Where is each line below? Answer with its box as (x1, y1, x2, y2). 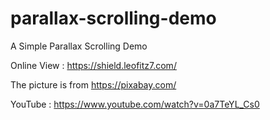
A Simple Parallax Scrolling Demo (10, 40, 148, 52)
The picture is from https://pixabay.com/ (10, 78, 177, 91)
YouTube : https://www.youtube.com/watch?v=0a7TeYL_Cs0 (10, 98, 260, 110)
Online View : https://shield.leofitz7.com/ (10, 59, 177, 71)
